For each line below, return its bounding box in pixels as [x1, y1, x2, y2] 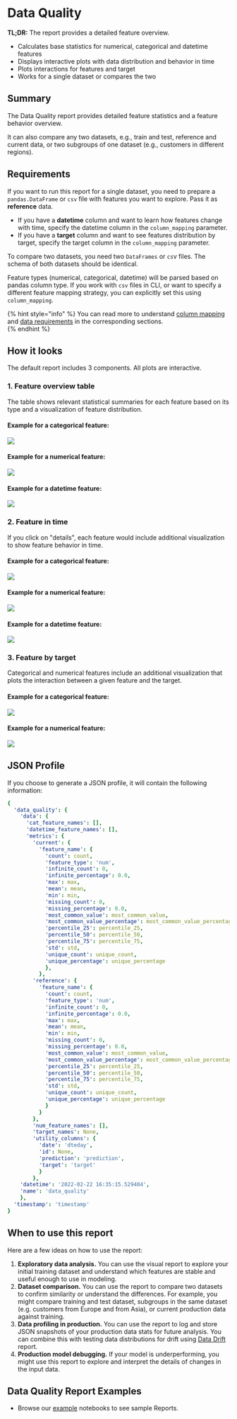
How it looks [7, 344, 63, 357]
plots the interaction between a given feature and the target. [7, 676, 182, 685]
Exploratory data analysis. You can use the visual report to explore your [17, 1259, 229, 1268]
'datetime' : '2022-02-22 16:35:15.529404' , [20, 1181, 150, 1188]
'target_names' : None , [32, 1128, 99, 1136]
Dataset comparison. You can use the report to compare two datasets [17, 1282, 223, 1290]
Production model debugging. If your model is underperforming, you [17, 1350, 220, 1358]
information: [7, 786, 43, 794]
